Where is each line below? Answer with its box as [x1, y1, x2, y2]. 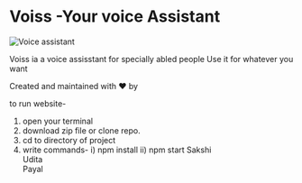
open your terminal [22, 115, 93, 126]
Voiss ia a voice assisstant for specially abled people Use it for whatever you [9, 53, 294, 64]
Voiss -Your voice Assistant [9, 6, 221, 27]
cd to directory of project [22, 134, 116, 145]
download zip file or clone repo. [22, 124, 142, 136]
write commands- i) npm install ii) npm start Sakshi [22, 144, 212, 155]
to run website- [9, 97, 67, 109]
